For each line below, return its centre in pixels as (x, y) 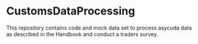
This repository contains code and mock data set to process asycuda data (99, 28)
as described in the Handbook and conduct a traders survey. (82, 34)
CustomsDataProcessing (71, 11)
